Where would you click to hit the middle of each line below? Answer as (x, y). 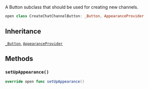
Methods (19, 59)
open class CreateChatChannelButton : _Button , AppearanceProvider (74, 16)
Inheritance (23, 31)
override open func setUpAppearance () (45, 82)
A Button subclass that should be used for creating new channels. (72, 7)
